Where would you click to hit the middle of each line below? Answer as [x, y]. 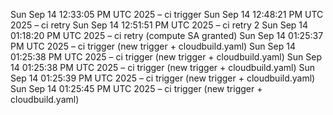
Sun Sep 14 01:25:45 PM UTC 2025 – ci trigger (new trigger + [136, 88]
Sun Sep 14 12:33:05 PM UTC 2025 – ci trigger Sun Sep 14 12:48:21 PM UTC [167, 14]
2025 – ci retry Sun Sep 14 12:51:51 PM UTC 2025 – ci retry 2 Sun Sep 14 [159, 25]
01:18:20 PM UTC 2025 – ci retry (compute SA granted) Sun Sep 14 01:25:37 [167, 35]
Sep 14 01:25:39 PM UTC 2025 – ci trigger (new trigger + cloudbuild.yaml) [163, 78]
